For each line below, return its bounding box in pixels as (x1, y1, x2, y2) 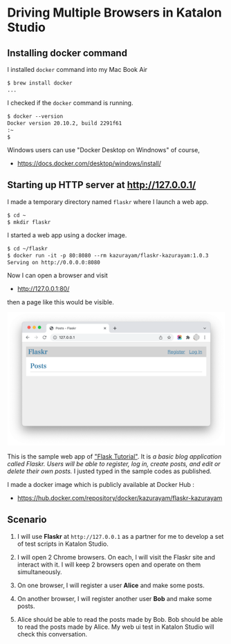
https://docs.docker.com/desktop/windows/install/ (17, 159, 161, 167)
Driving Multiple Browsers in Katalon (7, 5, 223, 21)
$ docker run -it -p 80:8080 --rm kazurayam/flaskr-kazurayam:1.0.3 (7, 252, 209, 259)
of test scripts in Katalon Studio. (17, 540, 109, 548)
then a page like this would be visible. (7, 297, 114, 306)
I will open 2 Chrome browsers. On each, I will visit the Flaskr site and (17, 553, 216, 561)
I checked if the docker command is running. (7, 99, 133, 107)
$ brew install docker (7, 80, 73, 86)
